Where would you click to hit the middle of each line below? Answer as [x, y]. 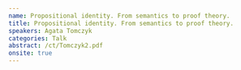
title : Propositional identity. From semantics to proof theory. [121, 23]
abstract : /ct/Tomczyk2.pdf [56, 46]
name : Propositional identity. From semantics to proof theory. [119, 16]
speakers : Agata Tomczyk [50, 31]
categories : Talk [38, 38]
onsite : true [30, 53]
